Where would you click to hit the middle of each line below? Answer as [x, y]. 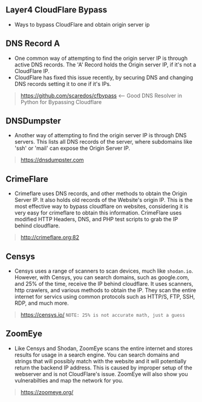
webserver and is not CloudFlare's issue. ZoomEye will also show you [101, 374]
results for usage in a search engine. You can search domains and [97, 355]
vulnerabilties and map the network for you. [69, 380]
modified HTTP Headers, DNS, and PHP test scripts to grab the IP [96, 219]
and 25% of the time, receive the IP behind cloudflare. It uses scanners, [104, 284]
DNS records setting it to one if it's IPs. [63, 83]
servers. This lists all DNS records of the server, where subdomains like [103, 142]
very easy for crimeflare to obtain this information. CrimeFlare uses [98, 213]
